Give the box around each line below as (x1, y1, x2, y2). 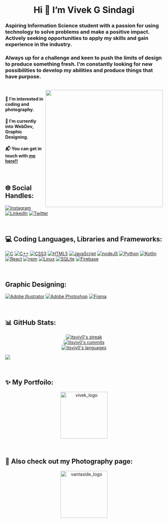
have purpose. (5, 73, 41, 80)
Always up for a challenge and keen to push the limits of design (5, 54, 162, 61)
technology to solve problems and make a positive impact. (5, 28, 150, 35)
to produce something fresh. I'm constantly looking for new (5, 60, 152, 67)
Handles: (5, 191, 34, 200)
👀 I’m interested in (5, 96, 43, 101)
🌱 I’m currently (5, 118, 36, 124)
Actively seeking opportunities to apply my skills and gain (5, 34, 148, 41)
